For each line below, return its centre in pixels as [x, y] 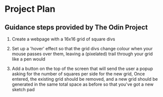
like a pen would [28, 59]
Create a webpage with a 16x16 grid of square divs [63, 39]
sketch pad [23, 89]
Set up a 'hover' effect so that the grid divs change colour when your [82, 48]
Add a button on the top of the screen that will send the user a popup [82, 68]
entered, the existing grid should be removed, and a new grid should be [85, 79]
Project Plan [30, 9]
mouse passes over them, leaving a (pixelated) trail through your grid [82, 54]
